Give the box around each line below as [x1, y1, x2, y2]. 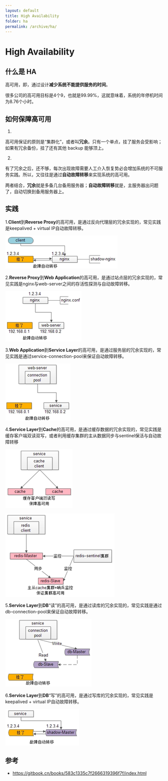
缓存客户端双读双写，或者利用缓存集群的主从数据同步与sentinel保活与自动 [5, 432, 157, 439]
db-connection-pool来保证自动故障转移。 [5, 608, 91, 614]
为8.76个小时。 [5, 98, 36, 105]
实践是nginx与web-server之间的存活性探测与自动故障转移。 [9, 281, 132, 287]
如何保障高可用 [5, 114, 51, 123]
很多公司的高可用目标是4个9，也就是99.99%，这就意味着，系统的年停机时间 [5, 92, 163, 98]
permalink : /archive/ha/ [5, 24, 57, 29]
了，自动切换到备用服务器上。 [5, 189, 66, 195]
